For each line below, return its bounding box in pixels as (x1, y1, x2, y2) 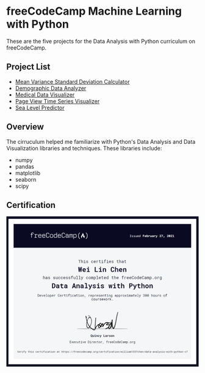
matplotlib (15, 169, 41, 177)
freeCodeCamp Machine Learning (6, 4, 182, 18)
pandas (15, 163, 35, 170)
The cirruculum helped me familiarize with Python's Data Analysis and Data (6, 138, 196, 145)
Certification (6, 200, 56, 210)
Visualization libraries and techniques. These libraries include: (6, 144, 162, 152)
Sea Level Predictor (15, 104, 65, 111)
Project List (6, 62, 51, 72)
